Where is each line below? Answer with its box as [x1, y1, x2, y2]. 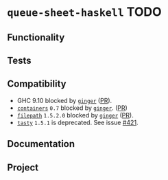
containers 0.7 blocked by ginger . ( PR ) [16, 104, 128, 112]
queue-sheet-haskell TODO [7, 4, 163, 20]
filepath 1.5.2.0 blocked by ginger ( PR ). [16, 111, 134, 119]
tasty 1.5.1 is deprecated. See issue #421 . [16, 118, 139, 126]
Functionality [7, 32, 65, 43]
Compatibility [7, 78, 67, 90]
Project [7, 161, 39, 173]
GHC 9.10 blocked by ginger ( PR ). [16, 96, 112, 104]
